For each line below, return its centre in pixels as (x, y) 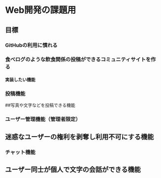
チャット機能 (20, 152)
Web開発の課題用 (41, 10)
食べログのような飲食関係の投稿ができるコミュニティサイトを (78, 60)
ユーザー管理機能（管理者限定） (43, 119)
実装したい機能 (20, 80)
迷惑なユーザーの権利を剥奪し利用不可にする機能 (80, 137)
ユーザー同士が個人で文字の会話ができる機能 (73, 169)
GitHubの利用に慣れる (31, 45)
